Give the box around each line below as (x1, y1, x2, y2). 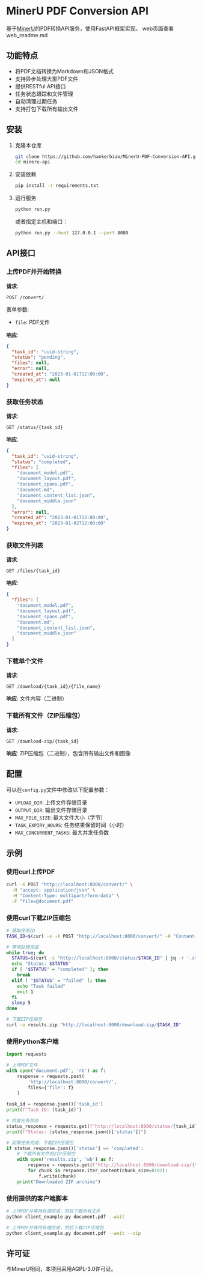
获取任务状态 (6, 398, 44, 406)
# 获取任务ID (6, 927, 35, 934)
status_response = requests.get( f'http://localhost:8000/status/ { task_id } (6, 1123, 198, 1129)
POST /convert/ (6, 294, 44, 300)
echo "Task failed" (17, 983, 66, 989)
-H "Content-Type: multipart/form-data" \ (11, 892, 120, 899)
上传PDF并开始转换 (6, 267, 62, 276)
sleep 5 (11, 1000, 31, 1006)
